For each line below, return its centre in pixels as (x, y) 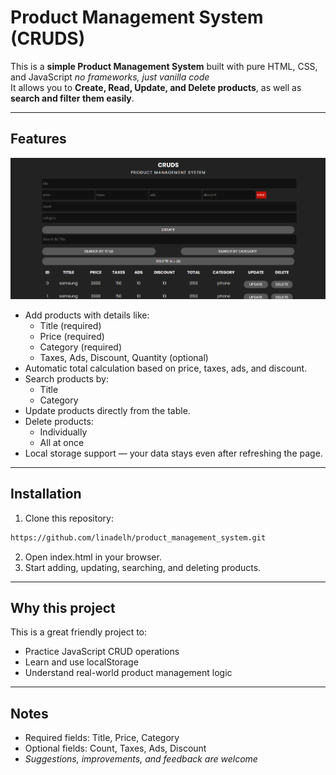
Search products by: (67, 378)
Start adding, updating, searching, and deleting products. (143, 567)
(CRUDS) (48, 38)
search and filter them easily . (72, 98)
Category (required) (80, 347)
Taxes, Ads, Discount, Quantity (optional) (124, 357)
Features (38, 139)
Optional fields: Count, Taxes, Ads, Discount (115, 748)
